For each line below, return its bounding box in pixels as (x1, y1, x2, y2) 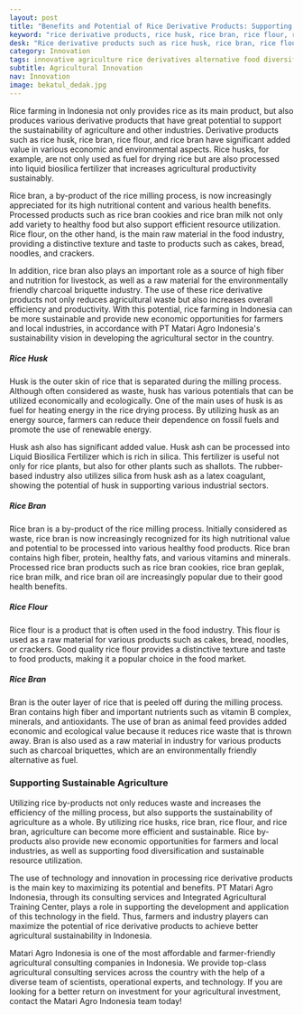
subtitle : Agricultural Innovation (9, 64, 143, 73)
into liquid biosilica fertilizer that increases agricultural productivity (9, 163, 257, 174)
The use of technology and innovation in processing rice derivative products (9, 872, 293, 883)
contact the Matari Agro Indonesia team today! (9, 995, 182, 1006)
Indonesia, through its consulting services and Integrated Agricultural (9, 891, 267, 902)
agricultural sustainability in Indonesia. (9, 930, 152, 941)
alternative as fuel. (9, 754, 78, 765)
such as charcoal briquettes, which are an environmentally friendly (9, 745, 257, 756)
